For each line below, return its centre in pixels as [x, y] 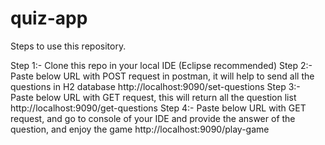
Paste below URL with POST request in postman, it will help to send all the [162, 76]
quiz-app [49, 18]
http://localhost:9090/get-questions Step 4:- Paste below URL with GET [158, 108]
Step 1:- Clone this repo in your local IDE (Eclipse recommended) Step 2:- [161, 65]
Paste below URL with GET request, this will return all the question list [153, 97]
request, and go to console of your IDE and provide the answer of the [153, 118]
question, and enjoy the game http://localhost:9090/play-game [140, 129]
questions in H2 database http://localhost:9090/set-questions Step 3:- [155, 86]
